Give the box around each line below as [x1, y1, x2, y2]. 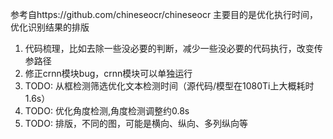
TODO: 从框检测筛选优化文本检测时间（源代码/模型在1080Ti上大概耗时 [24, 80, 315, 92]
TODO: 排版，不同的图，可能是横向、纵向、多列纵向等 [24, 118, 248, 129]
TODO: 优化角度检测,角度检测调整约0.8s [24, 105, 190, 117]
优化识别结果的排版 [10, 21, 90, 33]
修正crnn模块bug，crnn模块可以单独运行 [24, 68, 193, 79]
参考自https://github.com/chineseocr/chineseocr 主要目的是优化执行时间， [10, 9, 319, 20]
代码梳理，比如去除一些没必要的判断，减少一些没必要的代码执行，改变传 [24, 43, 323, 54]
